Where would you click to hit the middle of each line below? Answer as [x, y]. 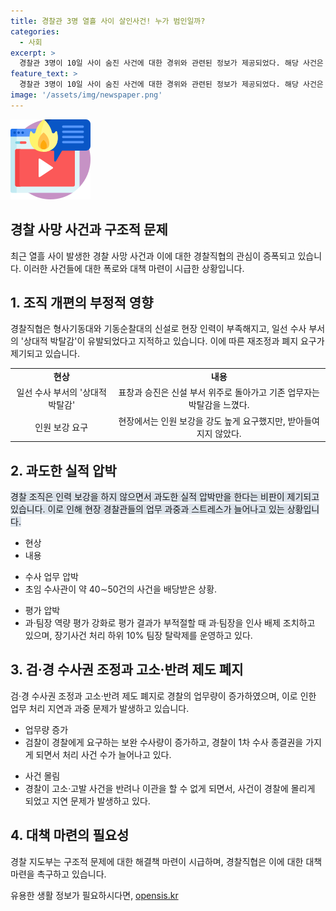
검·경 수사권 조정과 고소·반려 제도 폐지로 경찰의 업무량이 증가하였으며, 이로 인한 [163, 696]
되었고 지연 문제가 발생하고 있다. [87, 801]
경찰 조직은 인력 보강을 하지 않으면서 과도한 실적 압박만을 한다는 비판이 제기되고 [165, 496]
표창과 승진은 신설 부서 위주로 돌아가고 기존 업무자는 [219, 392]
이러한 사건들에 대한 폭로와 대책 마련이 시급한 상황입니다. [134, 268]
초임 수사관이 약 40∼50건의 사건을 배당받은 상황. [121, 589]
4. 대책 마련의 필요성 [70, 835]
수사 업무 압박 [51, 576]
